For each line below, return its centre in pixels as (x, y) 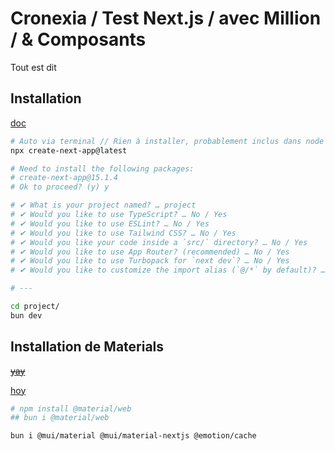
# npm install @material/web (71, 408)
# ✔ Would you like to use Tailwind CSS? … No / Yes (123, 233)
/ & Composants (78, 39)
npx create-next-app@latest (69, 150)
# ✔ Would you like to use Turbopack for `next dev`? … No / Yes (150, 261)
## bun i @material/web (60, 418)
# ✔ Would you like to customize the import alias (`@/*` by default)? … (168, 270)
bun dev (26, 315)
